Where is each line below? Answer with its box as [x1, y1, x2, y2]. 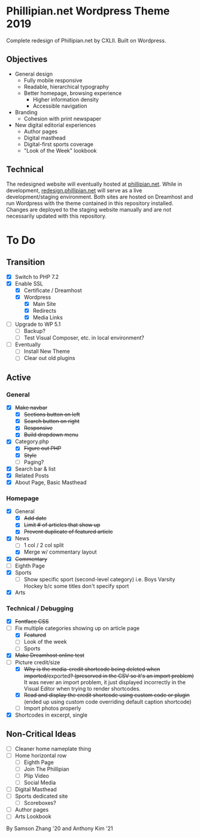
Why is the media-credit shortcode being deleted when [23, 665, 160, 673]
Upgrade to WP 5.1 [14, 320, 61, 328]
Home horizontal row [14, 751, 67, 759]
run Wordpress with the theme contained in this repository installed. [6, 200, 174, 207]
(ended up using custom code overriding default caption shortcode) [23, 698, 192, 705]
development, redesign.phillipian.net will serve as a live [6, 186, 143, 194]
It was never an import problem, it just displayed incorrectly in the [23, 678, 186, 686]
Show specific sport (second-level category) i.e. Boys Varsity [23, 575, 175, 583]
